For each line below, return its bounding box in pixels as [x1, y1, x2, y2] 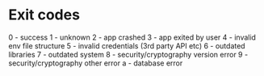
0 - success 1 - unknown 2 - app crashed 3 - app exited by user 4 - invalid [8, 32, 257, 42]
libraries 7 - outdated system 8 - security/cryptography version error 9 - [8, 49, 249, 59]
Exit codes [8, 6, 81, 24]
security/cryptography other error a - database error [8, 58, 183, 68]
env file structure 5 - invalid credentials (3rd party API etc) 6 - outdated [8, 40, 245, 50]
